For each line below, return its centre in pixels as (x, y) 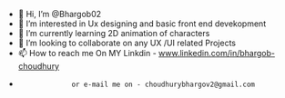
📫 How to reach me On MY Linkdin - (87, 53)
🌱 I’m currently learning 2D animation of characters (114, 33)
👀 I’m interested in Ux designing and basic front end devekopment (142, 24)
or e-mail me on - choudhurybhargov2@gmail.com (163, 84)
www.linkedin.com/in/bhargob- (217, 53)
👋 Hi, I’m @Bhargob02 (60, 14)
